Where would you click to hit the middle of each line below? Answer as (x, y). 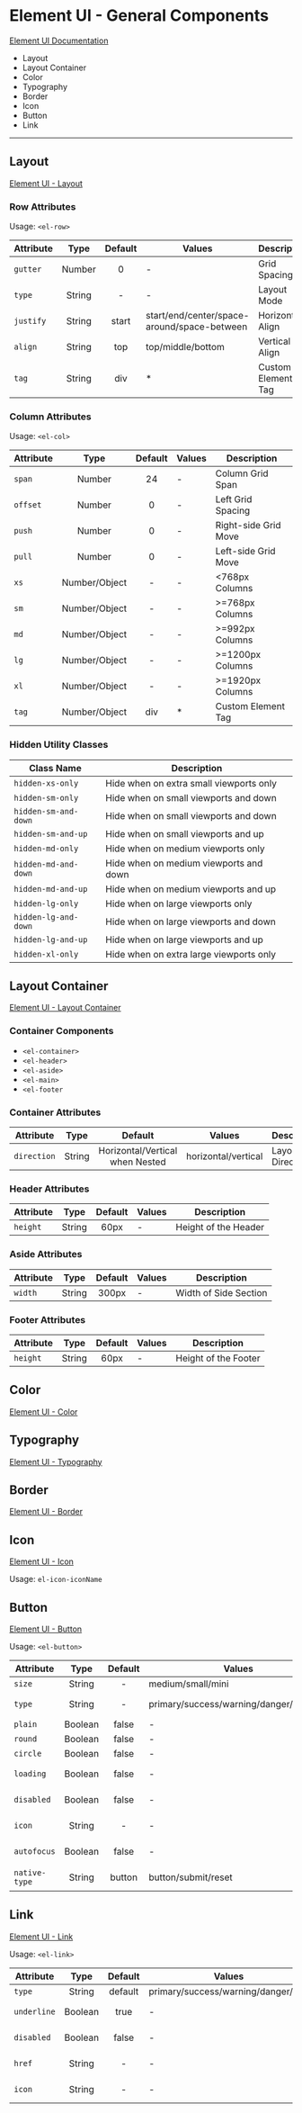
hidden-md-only (46, 848)
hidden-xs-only (46, 783)
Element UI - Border (46, 1512)
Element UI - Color (44, 1412)
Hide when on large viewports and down (191, 922)
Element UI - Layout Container (65, 1008)
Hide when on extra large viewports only (191, 954)
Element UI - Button (46, 1629)
